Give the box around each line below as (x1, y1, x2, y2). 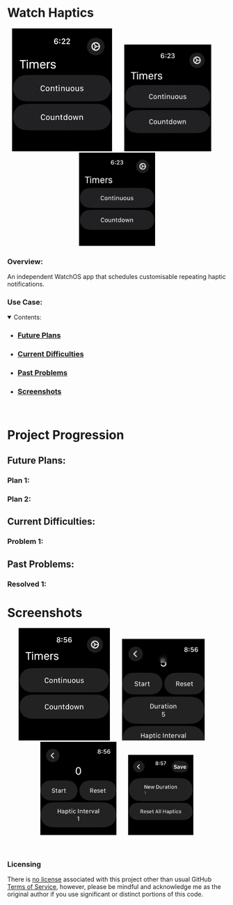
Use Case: (7, 298, 43, 307)
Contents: (13, 313, 42, 321)
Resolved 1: (7, 579, 47, 588)
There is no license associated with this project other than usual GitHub (7, 875, 212, 883)
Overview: (7, 257, 43, 266)
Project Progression (7, 427, 124, 443)
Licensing (7, 859, 42, 869)
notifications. (7, 280, 45, 289)
